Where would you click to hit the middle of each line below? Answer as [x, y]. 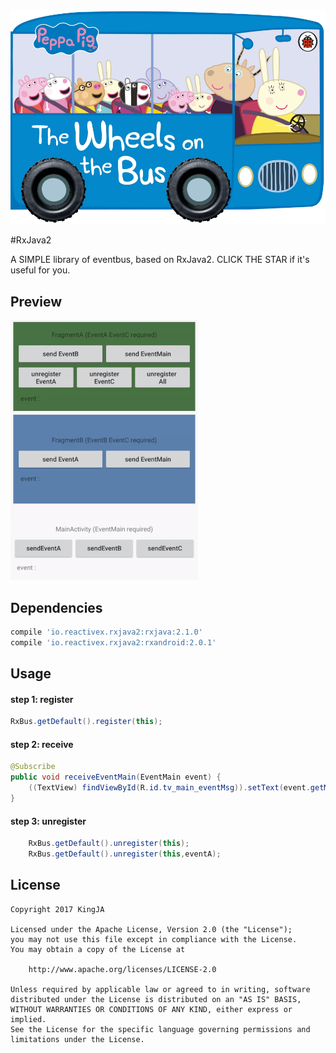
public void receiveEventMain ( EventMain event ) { [116, 777]
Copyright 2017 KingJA [57, 909]
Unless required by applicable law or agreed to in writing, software [160, 989]
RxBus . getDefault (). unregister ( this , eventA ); [125, 854]
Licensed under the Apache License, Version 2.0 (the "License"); [151, 929]
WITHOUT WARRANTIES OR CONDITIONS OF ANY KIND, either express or [151, 1009]
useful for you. [40, 270]
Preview [36, 301]
